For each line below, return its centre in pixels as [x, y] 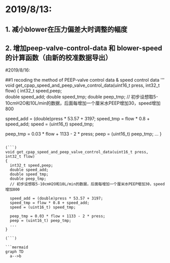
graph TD [14, 252]
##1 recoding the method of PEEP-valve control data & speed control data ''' [85, 80]
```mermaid [17, 247]
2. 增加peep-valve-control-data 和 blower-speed [84, 48]
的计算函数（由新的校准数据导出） [59, 58]
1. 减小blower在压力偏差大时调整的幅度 [66, 29]
